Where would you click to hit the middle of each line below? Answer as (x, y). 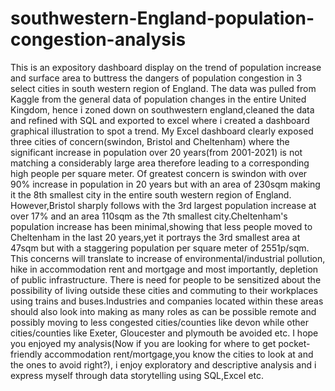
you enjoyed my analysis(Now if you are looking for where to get (143, 343)
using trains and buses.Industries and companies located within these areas (167, 301)
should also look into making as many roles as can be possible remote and (163, 311)
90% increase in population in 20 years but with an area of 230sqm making (165, 184)
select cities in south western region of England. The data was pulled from (163, 88)
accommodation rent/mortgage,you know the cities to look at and (179, 354)
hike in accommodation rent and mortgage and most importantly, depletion (164, 269)
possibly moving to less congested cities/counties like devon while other (159, 322)
